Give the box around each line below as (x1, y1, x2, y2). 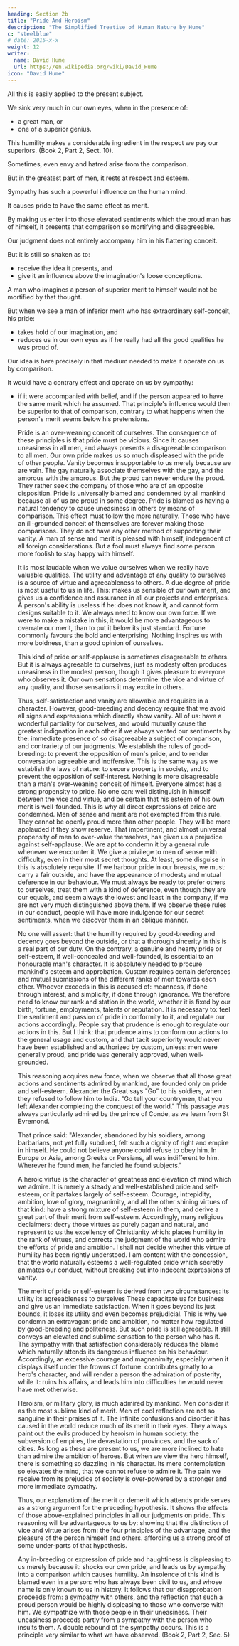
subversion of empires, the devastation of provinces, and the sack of (17, 1436, 220, 1445)
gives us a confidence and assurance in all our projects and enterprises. (17, 593, 230, 602)
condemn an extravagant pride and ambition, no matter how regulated (17, 1317, 223, 1325)
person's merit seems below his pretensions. (17, 414, 149, 423)
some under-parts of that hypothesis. (17, 1541, 128, 1549)
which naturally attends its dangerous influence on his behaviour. (17, 1347, 209, 1356)
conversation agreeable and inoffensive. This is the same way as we (17, 757, 218, 765)
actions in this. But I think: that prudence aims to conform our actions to (17, 1027, 228, 1036)
